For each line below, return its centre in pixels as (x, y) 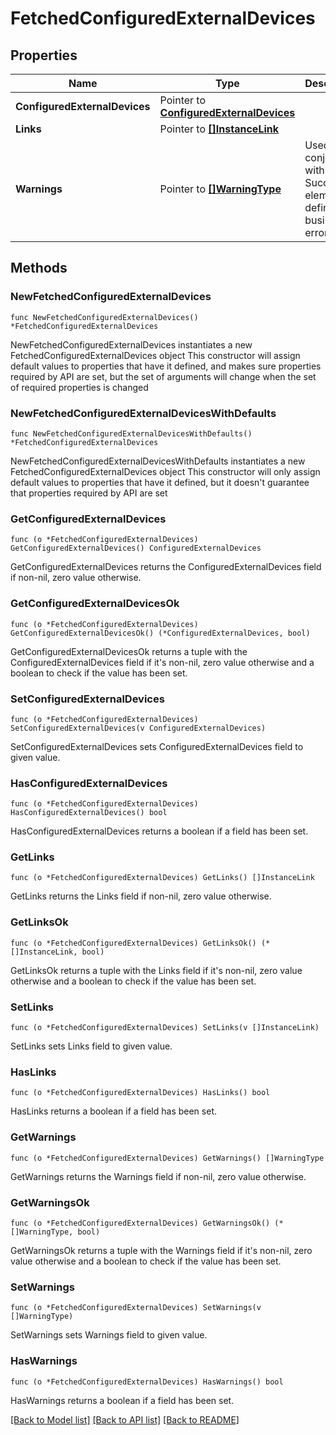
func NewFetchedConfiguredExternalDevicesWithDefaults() (131, 433)
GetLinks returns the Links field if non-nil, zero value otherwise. (141, 896)
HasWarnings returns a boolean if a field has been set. (122, 1400)
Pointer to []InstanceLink (219, 129)
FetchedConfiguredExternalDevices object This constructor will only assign (165, 471)
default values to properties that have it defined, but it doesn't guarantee (160, 482)
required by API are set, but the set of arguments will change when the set (163, 376)
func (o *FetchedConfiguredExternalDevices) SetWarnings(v (136, 1308)
